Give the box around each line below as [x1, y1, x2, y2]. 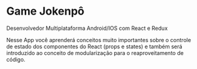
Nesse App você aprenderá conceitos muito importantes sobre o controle [6, 36, 192, 43]
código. [6, 56, 26, 63]
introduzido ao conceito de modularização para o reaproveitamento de [6, 49, 184, 56]
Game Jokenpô [6, 4, 85, 18]
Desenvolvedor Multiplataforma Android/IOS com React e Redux [6, 24, 168, 32]
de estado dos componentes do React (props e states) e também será [6, 43, 183, 50]
